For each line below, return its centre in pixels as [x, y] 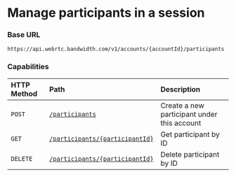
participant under [189, 114]
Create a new [183, 105]
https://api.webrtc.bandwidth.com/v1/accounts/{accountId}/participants [116, 49]
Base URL [24, 35]
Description [181, 89]
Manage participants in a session [106, 13]
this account [181, 122]
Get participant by [190, 134]
